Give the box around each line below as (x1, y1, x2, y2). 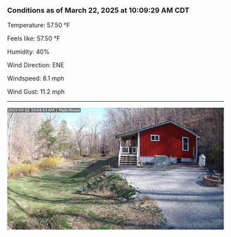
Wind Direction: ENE (7, 61, 65, 69)
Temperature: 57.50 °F (7, 21, 71, 30)
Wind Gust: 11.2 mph (7, 88, 65, 96)
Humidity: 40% (7, 47, 50, 56)
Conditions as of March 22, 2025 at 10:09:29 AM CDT (7, 5, 190, 15)
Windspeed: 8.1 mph (7, 74, 65, 82)
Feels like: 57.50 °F (7, 34, 60, 43)
